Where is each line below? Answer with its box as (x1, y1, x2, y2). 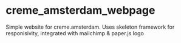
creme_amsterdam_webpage (5, 4, 155, 17)
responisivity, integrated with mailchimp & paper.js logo (5, 29, 144, 36)
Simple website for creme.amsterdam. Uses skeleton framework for (5, 23, 175, 30)
